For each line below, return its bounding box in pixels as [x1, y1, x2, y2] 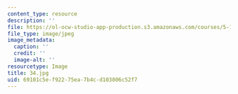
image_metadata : [7, 37, 55, 44]
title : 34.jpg [7, 69, 50, 76]
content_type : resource [7, 10, 78, 18]
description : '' [7, 17, 55, 24]
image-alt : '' [13, 57, 55, 64]
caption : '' [13, 43, 50, 50]
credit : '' [13, 50, 46, 57]
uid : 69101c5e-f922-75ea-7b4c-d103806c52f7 [7, 76, 138, 83]
